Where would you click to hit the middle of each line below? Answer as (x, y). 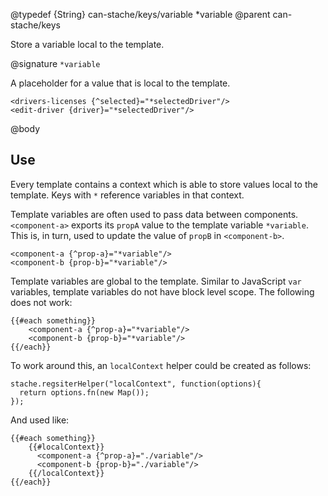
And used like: (40, 420)
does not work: (41, 302)
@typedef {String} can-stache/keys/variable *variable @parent (140, 14)
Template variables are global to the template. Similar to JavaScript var (156, 281)
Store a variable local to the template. (87, 44)
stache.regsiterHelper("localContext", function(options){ (136, 384)
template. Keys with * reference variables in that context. (127, 195)
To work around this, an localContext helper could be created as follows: (161, 365)
